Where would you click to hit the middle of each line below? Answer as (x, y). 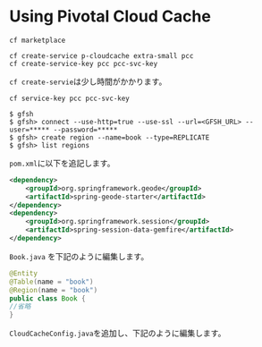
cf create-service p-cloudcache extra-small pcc (101, 55)
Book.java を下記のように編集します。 (79, 256)
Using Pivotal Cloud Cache (110, 17)
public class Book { (48, 298)
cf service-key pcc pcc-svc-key (69, 98)
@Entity (24, 273)
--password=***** (85, 130)
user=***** (30, 130)
